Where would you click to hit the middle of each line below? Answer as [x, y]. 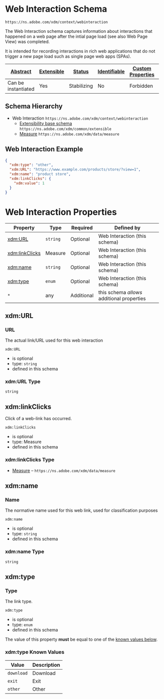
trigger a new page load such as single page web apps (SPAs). [68, 56]
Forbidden [141, 86]
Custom [142, 68]
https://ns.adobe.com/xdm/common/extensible [65, 129]
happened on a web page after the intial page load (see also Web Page [76, 36]
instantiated [21, 89]
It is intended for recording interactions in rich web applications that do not [80, 51]
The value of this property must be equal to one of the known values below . [81, 639]
